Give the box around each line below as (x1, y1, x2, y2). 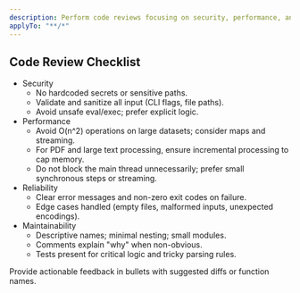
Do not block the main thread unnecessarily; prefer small (35, 163, 245, 174)
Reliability (21, 182, 58, 193)
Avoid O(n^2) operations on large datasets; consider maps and (35, 126, 266, 137)
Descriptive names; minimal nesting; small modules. (35, 230, 227, 241)
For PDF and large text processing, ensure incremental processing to (35, 145, 289, 155)
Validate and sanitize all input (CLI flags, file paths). (35, 97, 225, 108)
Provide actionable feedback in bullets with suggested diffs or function (9, 266, 270, 277)
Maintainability (21, 221, 77, 231)
